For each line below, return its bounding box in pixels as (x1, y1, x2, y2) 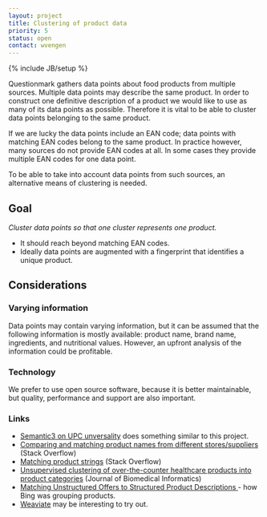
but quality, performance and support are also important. (8, 393, 196, 402)
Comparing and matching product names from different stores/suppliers (19, 440, 259, 450)
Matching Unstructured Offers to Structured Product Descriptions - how (19, 483, 258, 492)
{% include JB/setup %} (8, 63, 88, 73)
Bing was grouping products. (19, 491, 116, 501)
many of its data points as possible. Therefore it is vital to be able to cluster (8, 105, 257, 115)
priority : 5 (8, 26, 48, 34)
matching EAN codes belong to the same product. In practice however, (8, 137, 242, 147)
